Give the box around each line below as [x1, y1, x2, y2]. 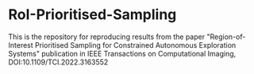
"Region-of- [206, 32, 246, 41]
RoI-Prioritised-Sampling [8, 6, 177, 24]
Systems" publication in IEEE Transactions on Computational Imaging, [8, 49, 237, 58]
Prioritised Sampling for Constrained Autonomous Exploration [34, 40, 237, 49]
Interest [8, 40, 33, 49]
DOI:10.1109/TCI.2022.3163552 [8, 57, 109, 67]
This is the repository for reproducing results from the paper [8, 32, 205, 41]
